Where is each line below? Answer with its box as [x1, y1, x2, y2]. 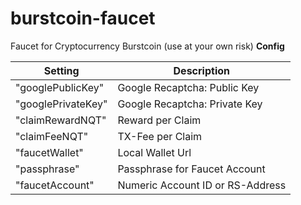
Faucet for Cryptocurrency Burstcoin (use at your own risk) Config [10, 40, 285, 52]
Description [173, 63, 230, 77]
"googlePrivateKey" [15, 97, 108, 111]
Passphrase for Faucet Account [117, 162, 266, 176]
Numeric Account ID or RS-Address [117, 178, 287, 192]
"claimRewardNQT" [15, 113, 107, 127]
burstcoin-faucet [10, 7, 156, 30]
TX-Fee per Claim [117, 129, 203, 143]
